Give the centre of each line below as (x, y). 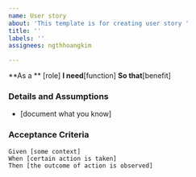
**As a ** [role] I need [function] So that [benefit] (90, 76)
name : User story (38, 16)
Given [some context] (45, 151)
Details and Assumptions (58, 97)
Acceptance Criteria (49, 135)
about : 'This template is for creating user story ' (99, 23)
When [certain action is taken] (63, 158)
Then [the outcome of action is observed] (81, 166)
